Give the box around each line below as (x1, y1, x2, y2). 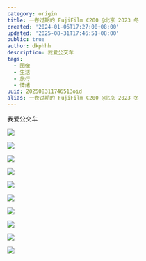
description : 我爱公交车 (7, 50, 74, 57)
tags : (7, 56, 23, 63)
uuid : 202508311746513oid (7, 88, 82, 95)
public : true (7, 36, 45, 43)
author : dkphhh (7, 43, 51, 50)
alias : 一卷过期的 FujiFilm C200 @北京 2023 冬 (7, 95, 139, 102)
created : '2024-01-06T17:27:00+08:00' (7, 23, 120, 30)
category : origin (7, 10, 58, 17)
